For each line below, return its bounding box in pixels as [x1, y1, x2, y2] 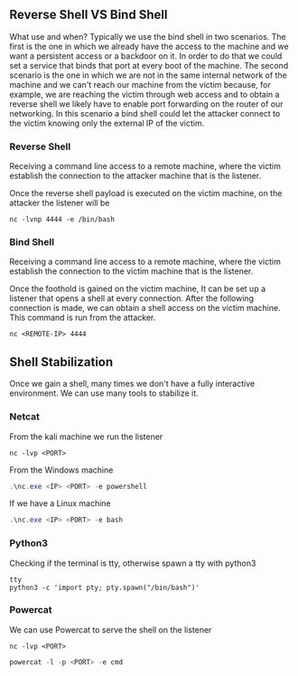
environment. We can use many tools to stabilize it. [9, 388, 199, 399]
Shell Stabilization [9, 354, 114, 370]
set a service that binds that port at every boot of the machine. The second [9, 60, 289, 70]
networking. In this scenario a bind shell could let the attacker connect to [9, 108, 281, 118]
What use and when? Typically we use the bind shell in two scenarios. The [9, 31, 286, 42]
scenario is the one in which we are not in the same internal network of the [9, 70, 287, 80]
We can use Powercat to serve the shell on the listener [9, 624, 212, 635]
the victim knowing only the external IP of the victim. [9, 117, 205, 128]
